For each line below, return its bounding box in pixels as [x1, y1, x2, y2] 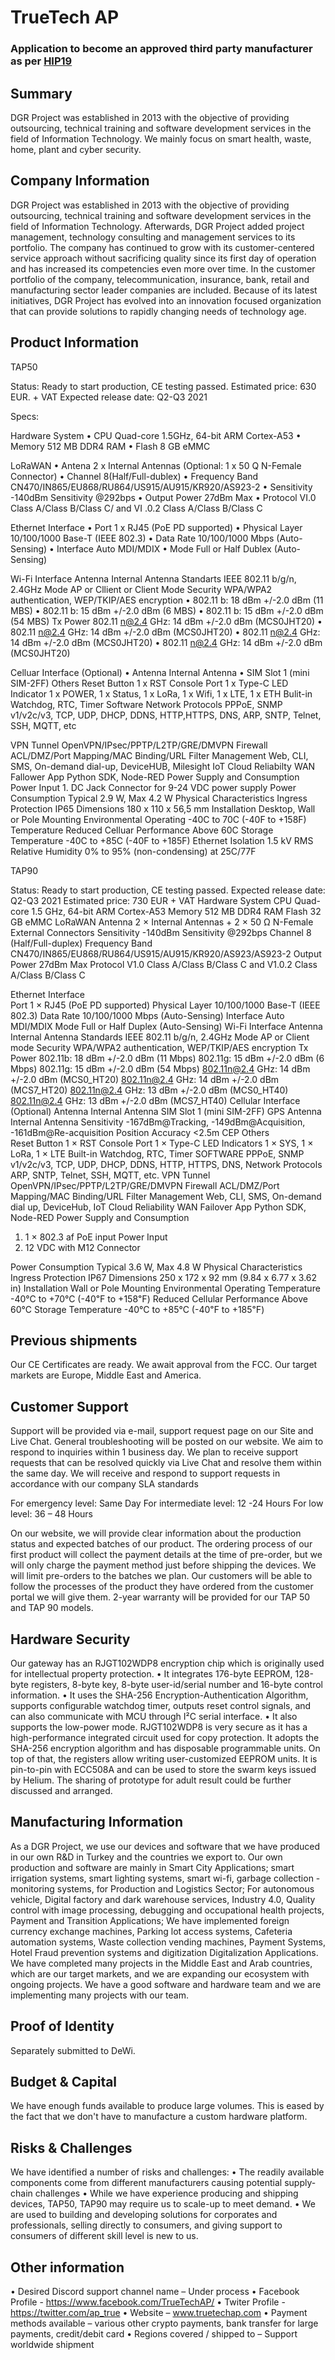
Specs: [10, 410, 40, 422]
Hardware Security [10, 1631, 131, 1648]
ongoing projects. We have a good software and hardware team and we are [10, 1978, 322, 1990]
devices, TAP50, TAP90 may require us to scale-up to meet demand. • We [10, 2198, 316, 2210]
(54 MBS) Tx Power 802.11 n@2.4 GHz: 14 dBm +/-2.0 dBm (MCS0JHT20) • [10, 615, 323, 627]
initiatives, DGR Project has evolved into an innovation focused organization [10, 294, 322, 306]
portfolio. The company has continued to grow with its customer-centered [10, 241, 315, 253]
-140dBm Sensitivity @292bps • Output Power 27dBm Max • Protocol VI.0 [10, 491, 317, 503]
